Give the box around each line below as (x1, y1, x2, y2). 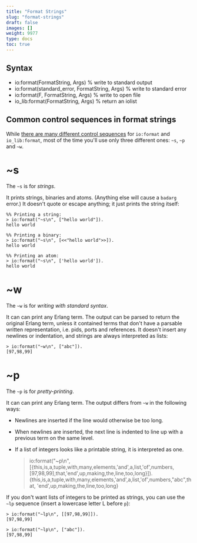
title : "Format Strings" (6, 8, 67, 15)
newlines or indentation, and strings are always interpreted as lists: (6, 332, 168, 339)
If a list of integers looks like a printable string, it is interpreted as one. (14, 446, 184, 453)
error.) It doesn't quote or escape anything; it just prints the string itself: (6, 201, 179, 208)
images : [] (6, 25, 33, 31)
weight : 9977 (6, 31, 38, 36)
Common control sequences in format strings (6, 115, 176, 125)
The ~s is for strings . (6, 183, 56, 190)
